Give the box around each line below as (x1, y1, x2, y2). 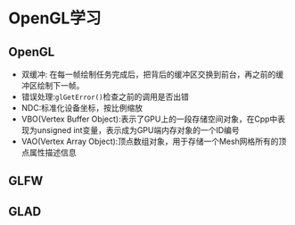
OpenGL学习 (8, 8, 102, 29)
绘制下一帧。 (37, 80, 85, 90)
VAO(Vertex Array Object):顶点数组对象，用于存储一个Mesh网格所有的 (20, 136, 279, 146)
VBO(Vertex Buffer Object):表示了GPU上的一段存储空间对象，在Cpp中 (20, 113, 278, 124)
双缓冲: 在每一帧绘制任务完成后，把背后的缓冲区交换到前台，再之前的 (20, 69, 276, 79)
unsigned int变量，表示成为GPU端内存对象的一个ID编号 (37, 125, 240, 135)
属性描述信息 (29, 147, 77, 157)
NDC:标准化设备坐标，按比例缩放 (20, 103, 143, 112)
